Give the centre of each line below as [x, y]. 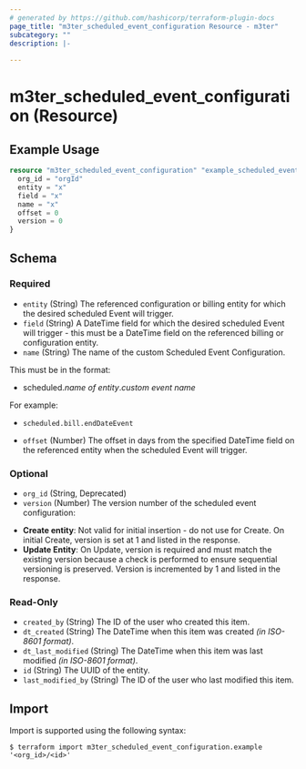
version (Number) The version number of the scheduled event [139, 503]
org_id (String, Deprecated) [75, 493]
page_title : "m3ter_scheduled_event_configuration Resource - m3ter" [144, 26]
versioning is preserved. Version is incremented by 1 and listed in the [151, 569]
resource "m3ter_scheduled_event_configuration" [103, 171]
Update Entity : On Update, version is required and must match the [147, 550]
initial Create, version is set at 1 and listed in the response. [132, 540]
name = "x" [38, 204]
